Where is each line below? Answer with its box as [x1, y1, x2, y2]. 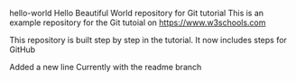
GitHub [9, 44, 36, 55]
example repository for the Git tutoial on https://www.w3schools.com [9, 17, 266, 28]
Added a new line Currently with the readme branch [9, 62, 202, 72]
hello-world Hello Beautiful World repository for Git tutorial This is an [9, 8, 264, 18]
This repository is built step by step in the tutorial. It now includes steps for [9, 35, 287, 45]
